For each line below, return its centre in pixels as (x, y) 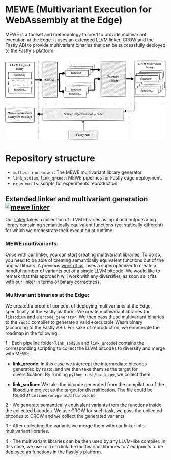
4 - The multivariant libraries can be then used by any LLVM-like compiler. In (85, 441)
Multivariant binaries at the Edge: (47, 295)
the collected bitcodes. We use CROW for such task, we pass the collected (84, 411)
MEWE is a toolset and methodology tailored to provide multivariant (76, 34)
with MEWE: (18, 354)
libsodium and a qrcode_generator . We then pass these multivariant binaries (85, 317)
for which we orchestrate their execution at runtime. (60, 230)
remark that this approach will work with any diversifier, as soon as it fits (81, 276)
